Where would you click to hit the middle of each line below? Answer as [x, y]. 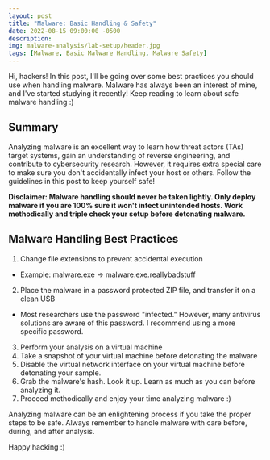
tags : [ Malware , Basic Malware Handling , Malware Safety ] [108, 53]
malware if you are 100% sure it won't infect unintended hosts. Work [126, 205]
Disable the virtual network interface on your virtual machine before [133, 364]
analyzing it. [40, 390]
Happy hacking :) [37, 447]
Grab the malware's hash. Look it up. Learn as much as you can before [137, 381]
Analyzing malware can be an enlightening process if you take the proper [130, 414]
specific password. [52, 331]
